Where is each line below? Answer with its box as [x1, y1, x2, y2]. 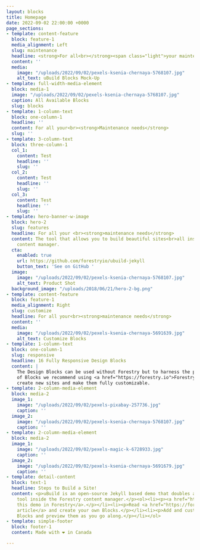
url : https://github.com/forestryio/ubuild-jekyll [17, 258, 145, 264]
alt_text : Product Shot [17, 280, 76, 286]
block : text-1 [11, 480, 46, 486]
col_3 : [11, 191, 28, 197]
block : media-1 [11, 86, 49, 92]
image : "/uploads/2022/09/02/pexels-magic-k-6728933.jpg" [17, 446, 164, 452]
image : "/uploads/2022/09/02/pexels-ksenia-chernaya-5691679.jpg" [17, 463, 185, 469]
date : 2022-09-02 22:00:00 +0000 [6, 20, 89, 26]
